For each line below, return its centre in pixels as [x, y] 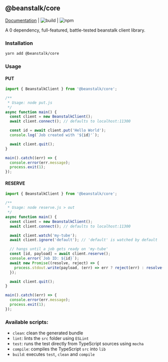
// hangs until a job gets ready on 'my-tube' [59, 249]
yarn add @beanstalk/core [32, 54]
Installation [19, 43]
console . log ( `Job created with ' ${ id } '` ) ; [54, 135]
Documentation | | [32, 20]
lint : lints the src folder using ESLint [50, 338]
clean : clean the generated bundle [48, 333]
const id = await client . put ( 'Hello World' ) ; [58, 131]
